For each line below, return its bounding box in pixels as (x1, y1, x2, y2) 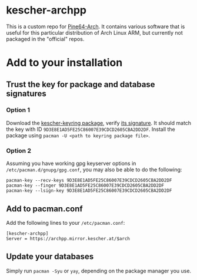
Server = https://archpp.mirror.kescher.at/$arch (6, 235, 131, 241)
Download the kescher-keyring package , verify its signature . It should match (6, 119, 192, 126)
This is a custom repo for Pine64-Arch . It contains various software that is (6, 23, 185, 30)
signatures (6, 89, 47, 99)
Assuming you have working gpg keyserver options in (6, 160, 136, 167)
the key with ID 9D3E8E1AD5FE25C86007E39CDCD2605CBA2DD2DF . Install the (6, 126, 175, 133)
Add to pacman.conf (6, 204, 84, 214)
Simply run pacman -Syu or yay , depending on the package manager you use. (6, 267, 192, 274)
